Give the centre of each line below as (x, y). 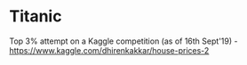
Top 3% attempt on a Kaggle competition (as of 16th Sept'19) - (123, 41)
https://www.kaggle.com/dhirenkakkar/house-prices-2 (109, 50)
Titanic (36, 16)
